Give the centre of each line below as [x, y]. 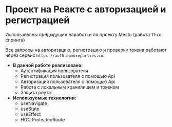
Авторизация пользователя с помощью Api [68, 81]
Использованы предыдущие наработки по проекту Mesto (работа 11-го [83, 34]
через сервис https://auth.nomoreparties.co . [55, 55]
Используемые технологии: [44, 98]
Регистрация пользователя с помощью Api [68, 76]
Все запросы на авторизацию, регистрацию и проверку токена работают [86, 50]
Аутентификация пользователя [54, 71]
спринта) [15, 40]
